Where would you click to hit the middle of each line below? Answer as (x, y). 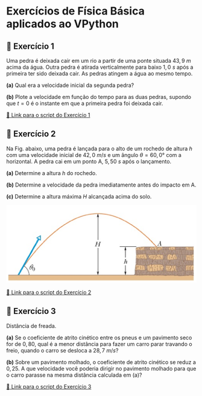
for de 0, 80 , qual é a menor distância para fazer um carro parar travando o (99, 344)
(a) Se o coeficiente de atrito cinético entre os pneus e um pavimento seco (99, 337)
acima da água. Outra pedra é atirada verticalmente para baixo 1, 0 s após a (100, 67)
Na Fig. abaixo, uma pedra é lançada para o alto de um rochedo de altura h (99, 148)
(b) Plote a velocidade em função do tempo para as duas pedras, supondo (99, 97)
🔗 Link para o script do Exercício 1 (48, 115)
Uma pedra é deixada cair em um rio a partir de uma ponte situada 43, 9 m (99, 61)
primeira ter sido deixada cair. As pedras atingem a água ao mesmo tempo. (99, 73)
